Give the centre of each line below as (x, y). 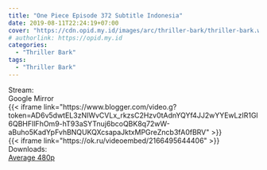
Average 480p (32, 157)
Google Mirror (31, 98)
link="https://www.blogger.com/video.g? (110, 106)
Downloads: (28, 149)
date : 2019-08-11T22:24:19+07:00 (64, 23)
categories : (28, 45)
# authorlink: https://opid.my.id (66, 38)
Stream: (21, 90)
